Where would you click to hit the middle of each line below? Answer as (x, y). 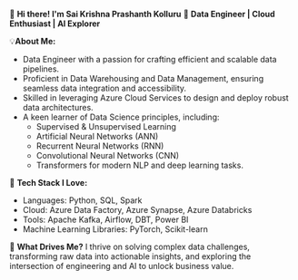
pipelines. (41, 69)
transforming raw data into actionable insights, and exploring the (130, 256)
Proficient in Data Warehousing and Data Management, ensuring (143, 78)
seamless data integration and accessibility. (104, 88)
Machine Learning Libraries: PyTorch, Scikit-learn (115, 229)
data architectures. (58, 107)
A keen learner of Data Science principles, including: (121, 117)
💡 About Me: (33, 41)
